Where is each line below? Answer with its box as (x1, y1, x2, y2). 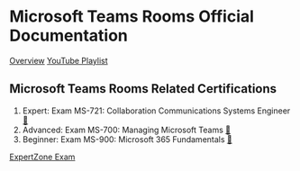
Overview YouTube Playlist (9, 55, 108, 66)
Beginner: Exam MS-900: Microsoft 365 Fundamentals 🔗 (22, 133, 232, 145)
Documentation (9, 25, 129, 46)
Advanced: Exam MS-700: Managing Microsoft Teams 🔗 (22, 124, 232, 135)
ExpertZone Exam (9, 151, 76, 162)
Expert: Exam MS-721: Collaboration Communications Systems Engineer (22, 105, 291, 116)
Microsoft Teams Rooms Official (9, 6, 255, 27)
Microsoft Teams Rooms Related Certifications (9, 81, 277, 96)
